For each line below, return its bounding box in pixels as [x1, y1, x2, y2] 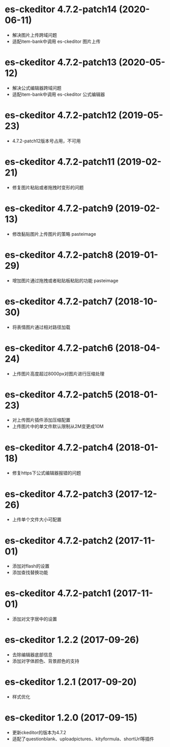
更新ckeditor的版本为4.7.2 [12, 730, 67, 735]
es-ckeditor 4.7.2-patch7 [5, 295, 113, 307]
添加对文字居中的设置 [12, 616, 57, 622]
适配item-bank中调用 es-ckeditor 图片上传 [12, 38, 101, 44]
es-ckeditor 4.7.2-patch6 [5, 342, 114, 354]
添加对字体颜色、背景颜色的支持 [12, 658, 79, 664]
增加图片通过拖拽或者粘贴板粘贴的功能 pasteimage [12, 277, 119, 284]
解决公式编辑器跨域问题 [12, 85, 62, 91]
